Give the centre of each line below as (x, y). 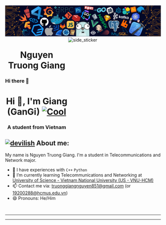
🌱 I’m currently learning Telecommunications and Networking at (77, 175)
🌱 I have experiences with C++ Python (50, 170)
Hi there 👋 (17, 81)
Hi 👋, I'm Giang (37, 101)
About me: (53, 143)
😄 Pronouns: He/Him (34, 198)
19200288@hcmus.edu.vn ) (40, 193)
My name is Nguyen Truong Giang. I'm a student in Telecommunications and (83, 155)
